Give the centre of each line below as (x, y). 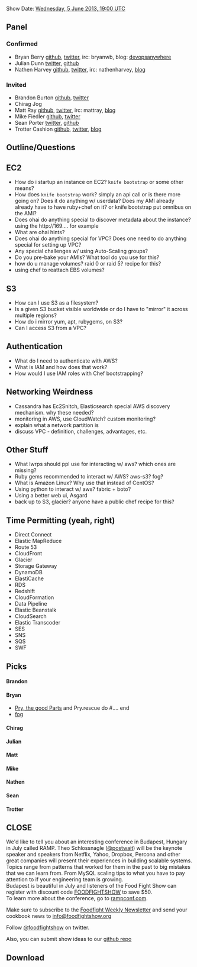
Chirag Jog (28, 104)
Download (25, 958)
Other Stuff (27, 450)
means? (24, 188)
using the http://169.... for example (56, 226)
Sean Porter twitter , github (47, 122)
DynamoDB (28, 573)
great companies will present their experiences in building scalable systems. (99, 861)
